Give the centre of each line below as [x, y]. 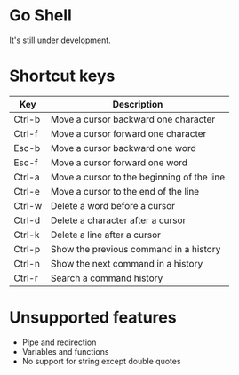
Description [138, 104]
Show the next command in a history [127, 263]
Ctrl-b [27, 119]
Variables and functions [65, 351]
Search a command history [107, 278]
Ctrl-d [27, 220]
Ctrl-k [27, 235]
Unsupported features [93, 318]
